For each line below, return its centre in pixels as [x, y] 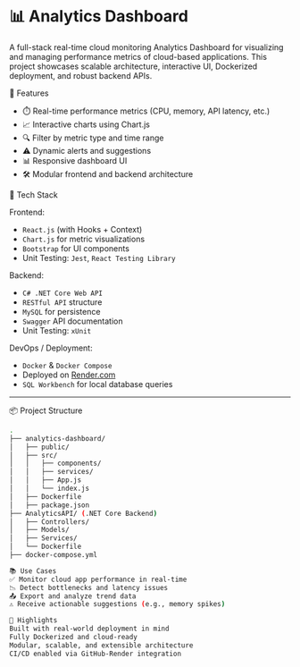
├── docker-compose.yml [54, 555]
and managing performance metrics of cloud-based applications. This [138, 56]
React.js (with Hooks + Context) [82, 229]
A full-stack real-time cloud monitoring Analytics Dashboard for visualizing [146, 47]
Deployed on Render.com [69, 375]
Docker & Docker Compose [67, 365]
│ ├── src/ [33, 455]
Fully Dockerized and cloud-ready [74, 637]
